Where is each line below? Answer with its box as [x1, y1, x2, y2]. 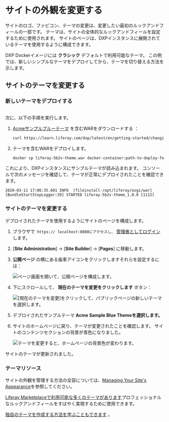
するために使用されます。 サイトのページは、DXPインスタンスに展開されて [5, 35, 160, 41]
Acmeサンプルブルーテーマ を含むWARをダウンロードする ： [12, 125, 139, 131]
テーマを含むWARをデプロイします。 [12, 145, 89, 151]
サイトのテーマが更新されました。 [5, 350, 76, 357]
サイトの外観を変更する [5, 5, 103, 16]
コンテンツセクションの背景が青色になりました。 [21, 329, 124, 335]
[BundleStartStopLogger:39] [5, 192, 65, 198]
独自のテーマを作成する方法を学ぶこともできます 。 [5, 411, 112, 417]
